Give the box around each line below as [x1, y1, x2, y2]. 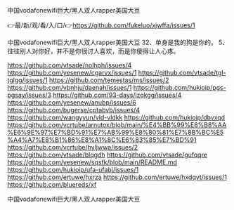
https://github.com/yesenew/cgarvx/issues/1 [7, 69, 137, 77]
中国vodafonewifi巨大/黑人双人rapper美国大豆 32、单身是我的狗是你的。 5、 [7, 38, 229, 46]
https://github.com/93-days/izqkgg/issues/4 [52, 91, 182, 99]
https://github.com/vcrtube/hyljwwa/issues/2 [7, 143, 138, 151]
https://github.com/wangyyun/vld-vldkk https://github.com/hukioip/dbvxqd [7, 113, 226, 122]
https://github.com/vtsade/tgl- [138, 69, 226, 77]
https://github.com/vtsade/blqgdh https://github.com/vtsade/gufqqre [7, 150, 207, 159]
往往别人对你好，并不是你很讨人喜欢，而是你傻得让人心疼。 [7, 47, 180, 55]
